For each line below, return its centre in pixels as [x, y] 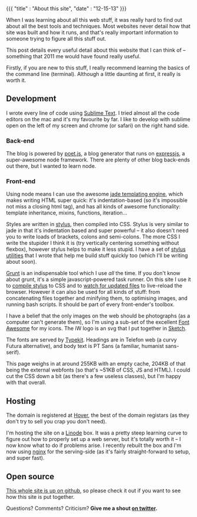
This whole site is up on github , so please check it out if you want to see [94, 491]
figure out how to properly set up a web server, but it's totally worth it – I [94, 439]
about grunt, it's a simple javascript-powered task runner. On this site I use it [98, 280]
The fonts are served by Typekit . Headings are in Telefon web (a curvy [92, 340]
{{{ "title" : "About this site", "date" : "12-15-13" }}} [66, 9]
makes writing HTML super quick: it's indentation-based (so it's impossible [97, 200]
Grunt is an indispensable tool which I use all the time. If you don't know [93, 273]
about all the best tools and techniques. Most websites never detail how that [98, 26]
